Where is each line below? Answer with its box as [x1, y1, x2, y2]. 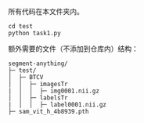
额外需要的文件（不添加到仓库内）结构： [8, 44, 139, 53]
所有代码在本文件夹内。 [8, 7, 84, 16]
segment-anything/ [8, 60, 68, 67]
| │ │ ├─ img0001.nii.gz [8, 87, 100, 95]
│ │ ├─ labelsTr [8, 94, 68, 102]
